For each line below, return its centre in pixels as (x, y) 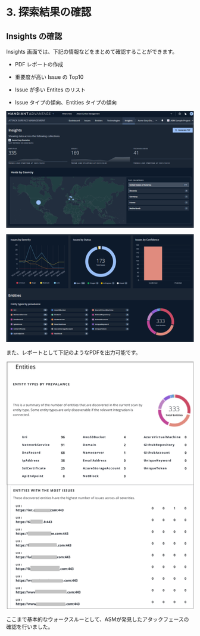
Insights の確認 (34, 36)
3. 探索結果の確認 (49, 12)
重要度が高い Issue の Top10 (49, 77)
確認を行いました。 (30, 626)
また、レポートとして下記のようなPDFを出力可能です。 (74, 352)
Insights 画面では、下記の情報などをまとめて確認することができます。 (92, 52)
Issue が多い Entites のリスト (50, 90)
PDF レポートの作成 (39, 64)
